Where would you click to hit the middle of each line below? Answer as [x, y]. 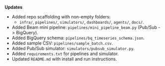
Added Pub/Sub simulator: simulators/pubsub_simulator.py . [73, 48]
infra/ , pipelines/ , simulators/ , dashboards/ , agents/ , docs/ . [82, 22]
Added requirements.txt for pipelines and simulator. [65, 54]
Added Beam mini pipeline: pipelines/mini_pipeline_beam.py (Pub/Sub [84, 27]
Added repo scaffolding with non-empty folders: [61, 17]
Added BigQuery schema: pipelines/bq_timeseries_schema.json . [78, 38]
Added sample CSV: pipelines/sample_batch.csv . [62, 43]
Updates [14, 7]
